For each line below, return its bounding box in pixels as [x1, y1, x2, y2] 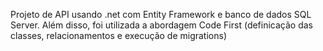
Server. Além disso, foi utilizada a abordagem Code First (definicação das [10, 19, 314, 31]
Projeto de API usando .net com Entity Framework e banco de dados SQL [10, 9, 312, 20]
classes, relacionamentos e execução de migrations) [10, 30, 228, 41]
